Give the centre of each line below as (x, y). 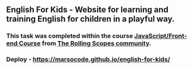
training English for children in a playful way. (91, 19)
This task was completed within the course (70, 36)
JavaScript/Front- (161, 36)
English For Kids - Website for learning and (87, 10)
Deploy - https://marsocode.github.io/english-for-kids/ (88, 59)
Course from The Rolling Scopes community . (85, 43)
